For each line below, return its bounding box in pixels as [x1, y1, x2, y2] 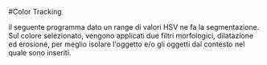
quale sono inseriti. [8, 48, 72, 57]
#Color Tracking [8, 7, 62, 16]
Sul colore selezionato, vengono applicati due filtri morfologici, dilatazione [8, 31, 254, 40]
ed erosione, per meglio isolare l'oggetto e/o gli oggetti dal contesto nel [8, 39, 245, 49]
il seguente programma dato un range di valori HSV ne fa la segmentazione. [8, 22, 260, 31]
